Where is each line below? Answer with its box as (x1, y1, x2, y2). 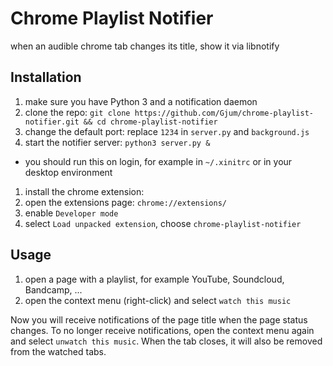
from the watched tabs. (10, 345, 107, 357)
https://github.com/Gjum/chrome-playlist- (134, 108, 314, 118)
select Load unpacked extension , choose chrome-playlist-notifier (24, 217, 302, 229)
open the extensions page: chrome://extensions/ (24, 196, 227, 208)
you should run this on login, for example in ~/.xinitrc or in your (24, 155, 293, 167)
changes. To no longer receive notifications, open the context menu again (10, 324, 315, 336)
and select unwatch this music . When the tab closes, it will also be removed (10, 335, 323, 347)
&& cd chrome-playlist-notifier (83, 117, 218, 127)
